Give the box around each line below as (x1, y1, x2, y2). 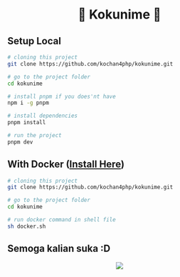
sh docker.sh (7, 223, 46, 230)
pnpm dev (7, 138, 33, 146)
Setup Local (7, 35, 62, 47)
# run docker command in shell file (7, 216, 116, 223)
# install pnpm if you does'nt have (7, 93, 116, 100)
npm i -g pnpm (7, 99, 50, 106)
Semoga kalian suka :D (7, 243, 111, 255)
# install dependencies (7, 112, 78, 120)
